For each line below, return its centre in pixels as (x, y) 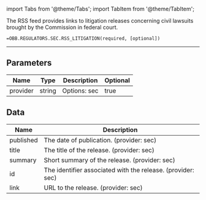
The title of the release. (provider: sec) (99, 150)
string (48, 90)
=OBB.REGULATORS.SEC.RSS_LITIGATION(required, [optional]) (83, 39)
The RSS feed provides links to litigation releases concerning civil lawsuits (100, 21)
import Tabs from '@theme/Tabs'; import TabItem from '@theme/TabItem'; (101, 9)
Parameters (29, 63)
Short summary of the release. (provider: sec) (110, 160)
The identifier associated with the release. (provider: (119, 170)
